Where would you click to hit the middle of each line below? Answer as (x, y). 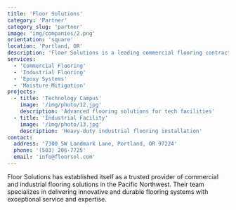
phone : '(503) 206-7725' (50, 150)
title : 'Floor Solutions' (45, 14)
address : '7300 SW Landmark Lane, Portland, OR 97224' (96, 144)
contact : (20, 137)
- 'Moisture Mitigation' (50, 85)
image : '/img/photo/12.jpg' (61, 105)
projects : (22, 92)
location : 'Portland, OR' (45, 46)
